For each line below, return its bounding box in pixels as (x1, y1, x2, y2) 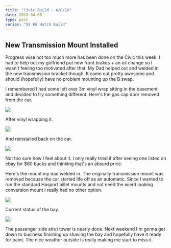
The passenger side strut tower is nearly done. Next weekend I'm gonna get (5, 226, 165, 232)
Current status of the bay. (5, 207, 60, 213)
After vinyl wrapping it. (5, 116, 53, 123)
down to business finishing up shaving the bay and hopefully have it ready (5, 231, 162, 238)
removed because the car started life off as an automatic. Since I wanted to (5, 176, 164, 182)
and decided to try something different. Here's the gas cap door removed (5, 92, 160, 98)
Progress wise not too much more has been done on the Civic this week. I (5, 54, 160, 60)
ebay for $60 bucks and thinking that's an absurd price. (5, 161, 123, 167)
